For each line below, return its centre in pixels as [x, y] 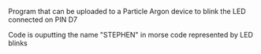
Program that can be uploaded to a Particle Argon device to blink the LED [127, 11]
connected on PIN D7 [43, 20]
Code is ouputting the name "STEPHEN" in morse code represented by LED [131, 35]
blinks [18, 43]
